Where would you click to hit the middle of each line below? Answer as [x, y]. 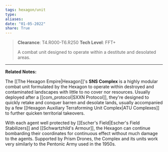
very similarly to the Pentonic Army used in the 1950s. [60, 144]
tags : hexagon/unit [25, 10]
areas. [24, 57]
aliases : [14, 19]
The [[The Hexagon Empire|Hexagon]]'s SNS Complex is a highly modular [82, 81]
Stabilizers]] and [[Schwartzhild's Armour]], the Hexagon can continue [78, 128]
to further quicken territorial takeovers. [45, 113]
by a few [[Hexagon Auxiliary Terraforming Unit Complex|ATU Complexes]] [82, 108]
